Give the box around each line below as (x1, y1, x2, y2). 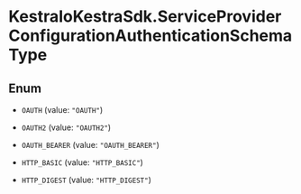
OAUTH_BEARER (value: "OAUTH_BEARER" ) (21, 140, 160, 150)
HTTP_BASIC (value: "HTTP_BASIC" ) (21, 157, 143, 168)
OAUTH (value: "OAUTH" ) (21, 105, 104, 115)
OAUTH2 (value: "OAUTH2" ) (21, 122, 112, 133)
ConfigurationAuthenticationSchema (8, 25, 293, 46)
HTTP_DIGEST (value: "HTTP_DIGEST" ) (21, 174, 152, 185)
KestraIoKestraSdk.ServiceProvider (8, 6, 282, 27)
